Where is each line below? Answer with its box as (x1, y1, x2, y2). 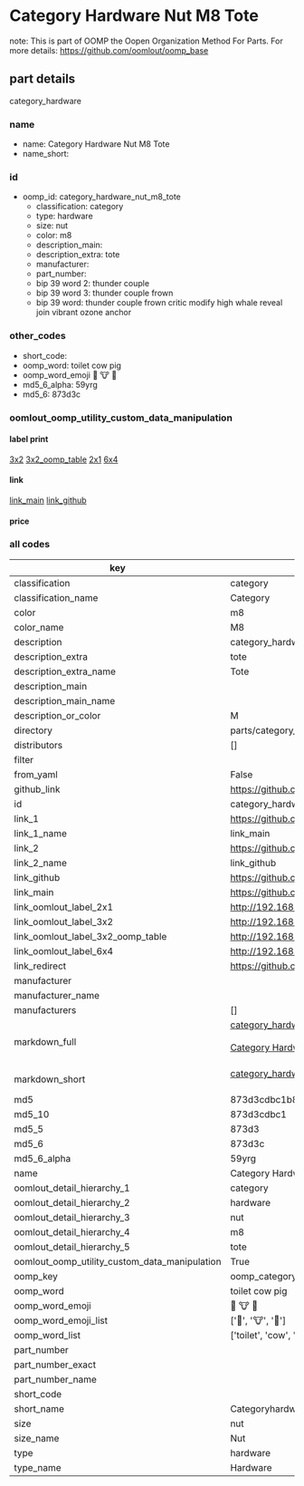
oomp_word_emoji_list (14, 1314, 109, 1327)
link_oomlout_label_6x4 (14, 944, 114, 957)
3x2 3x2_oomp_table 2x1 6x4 (9, 454, 119, 465)
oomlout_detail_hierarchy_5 (14, 1240, 130, 1253)
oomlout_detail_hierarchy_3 (14, 1211, 130, 1223)
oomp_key (14, 1269, 59, 1282)
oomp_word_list (14, 1328, 81, 1341)
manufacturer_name (14, 989, 100, 1001)
